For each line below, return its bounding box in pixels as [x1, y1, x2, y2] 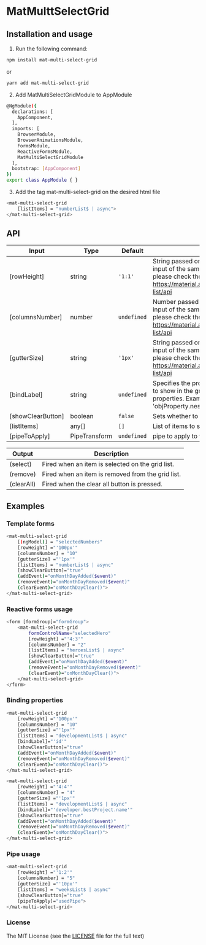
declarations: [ [12, 109, 53, 115]
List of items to [152, 422, 196, 430]
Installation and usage [6, 29, 93, 39]
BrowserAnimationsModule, [17, 137, 84, 143]
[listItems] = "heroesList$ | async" [28, 647, 124, 653]
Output [12, 449, 34, 458]
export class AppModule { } [6, 177, 78, 184]
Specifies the [152, 379, 191, 387]
